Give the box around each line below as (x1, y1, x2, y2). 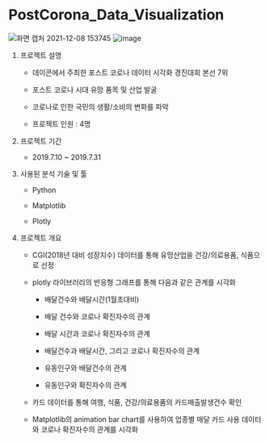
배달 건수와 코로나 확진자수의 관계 (44, 311, 151, 321)
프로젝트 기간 (19, 136, 62, 146)
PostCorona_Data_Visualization (8, 6, 225, 24)
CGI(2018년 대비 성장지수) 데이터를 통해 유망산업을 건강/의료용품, (32, 250, 239, 260)
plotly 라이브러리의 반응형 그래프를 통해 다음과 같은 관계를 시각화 (32, 277, 237, 287)
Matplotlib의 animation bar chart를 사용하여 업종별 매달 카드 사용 (32, 414, 241, 424)
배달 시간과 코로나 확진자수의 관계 (44, 328, 151, 338)
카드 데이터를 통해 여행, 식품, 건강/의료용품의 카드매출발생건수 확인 (32, 397, 242, 407)
